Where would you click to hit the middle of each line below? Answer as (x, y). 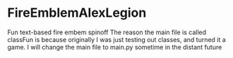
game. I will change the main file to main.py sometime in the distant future (115, 47)
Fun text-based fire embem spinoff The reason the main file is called (107, 32)
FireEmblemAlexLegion (77, 13)
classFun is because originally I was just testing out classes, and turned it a (116, 39)
